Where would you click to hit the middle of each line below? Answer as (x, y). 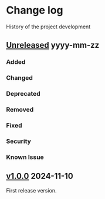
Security (18, 141)
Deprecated (23, 94)
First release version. (31, 190)
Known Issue (25, 157)
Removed (20, 110)
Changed (20, 78)
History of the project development (48, 27)
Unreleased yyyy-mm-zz (53, 45)
